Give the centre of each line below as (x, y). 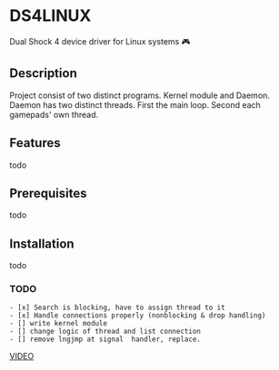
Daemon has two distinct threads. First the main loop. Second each (135, 104)
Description (43, 73)
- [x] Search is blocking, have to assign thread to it (117, 308)
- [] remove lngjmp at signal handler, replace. (105, 340)
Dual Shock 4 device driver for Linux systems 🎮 (100, 41)
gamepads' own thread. (54, 114)
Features (35, 143)
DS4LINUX (50, 16)
